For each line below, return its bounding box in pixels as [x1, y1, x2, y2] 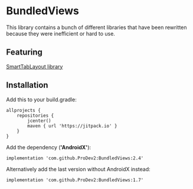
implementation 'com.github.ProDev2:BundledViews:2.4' [6, 155, 144, 161]
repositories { [17, 113, 54, 118]
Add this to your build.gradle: [6, 96, 77, 103]
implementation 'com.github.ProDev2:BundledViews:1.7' [6, 177, 144, 183]
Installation [6, 80, 48, 90]
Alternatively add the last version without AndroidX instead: [6, 165, 151, 172]
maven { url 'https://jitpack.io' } [27, 123, 117, 129]
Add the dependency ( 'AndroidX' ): [6, 143, 91, 150]
